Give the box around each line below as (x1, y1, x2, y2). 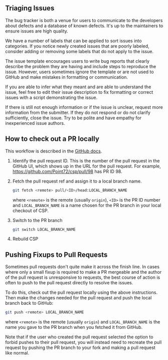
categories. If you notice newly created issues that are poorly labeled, (5, 43, 149, 49)
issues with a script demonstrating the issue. (5, 94, 98, 100)
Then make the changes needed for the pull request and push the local (5, 295, 152, 301)
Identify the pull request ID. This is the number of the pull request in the (12, 157, 160, 163)
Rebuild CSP (12, 236, 39, 242)
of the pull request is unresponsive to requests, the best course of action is (5, 274, 160, 280)
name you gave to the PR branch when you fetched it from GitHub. (5, 324, 143, 330)
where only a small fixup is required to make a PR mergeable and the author (5, 269, 162, 275)
